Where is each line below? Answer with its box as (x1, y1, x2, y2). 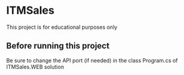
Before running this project (6, 41, 110, 51)
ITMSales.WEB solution (6, 63, 65, 70)
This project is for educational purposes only (6, 23, 118, 31)
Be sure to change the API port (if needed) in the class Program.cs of (6, 56, 178, 64)
